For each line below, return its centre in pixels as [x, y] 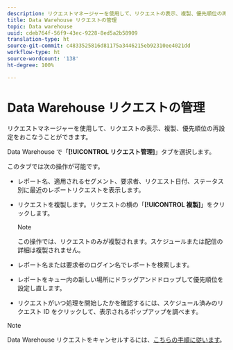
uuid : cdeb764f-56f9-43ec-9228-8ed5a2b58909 [72, 33]
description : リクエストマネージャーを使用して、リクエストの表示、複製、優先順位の [115, 14]
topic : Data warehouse [40, 26]
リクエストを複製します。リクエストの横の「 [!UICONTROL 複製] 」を [115, 204]
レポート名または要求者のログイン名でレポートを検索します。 [105, 265]
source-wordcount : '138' [43, 59]
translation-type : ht [38, 40]
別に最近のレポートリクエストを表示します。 [81, 190]
